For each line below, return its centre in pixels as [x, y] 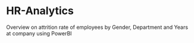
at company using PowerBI [39, 33]
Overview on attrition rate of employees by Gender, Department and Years [97, 27]
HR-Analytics [40, 11]
